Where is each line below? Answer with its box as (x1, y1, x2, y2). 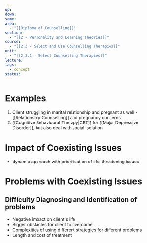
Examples (5, 93, 46, 104)
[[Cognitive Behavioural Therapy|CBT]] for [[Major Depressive (12, 120, 139, 125)
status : (5, 72, 21, 77)
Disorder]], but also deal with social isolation (12, 124, 103, 131)
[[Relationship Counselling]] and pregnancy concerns (12, 114, 121, 120)
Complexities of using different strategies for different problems (12, 227, 142, 233)
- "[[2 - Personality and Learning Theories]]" (9, 35, 110, 40)
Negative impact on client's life (12, 216, 75, 222)
